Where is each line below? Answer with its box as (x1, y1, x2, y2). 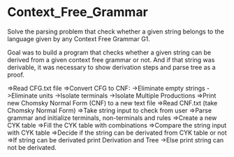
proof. (7, 70, 24, 79)
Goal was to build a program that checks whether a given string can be (7, 48, 212, 57)
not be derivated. (7, 143, 57, 151)
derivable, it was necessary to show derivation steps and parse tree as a (7, 63, 216, 71)
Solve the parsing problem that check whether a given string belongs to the (7, 27, 225, 36)
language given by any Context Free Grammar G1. (7, 34, 150, 43)
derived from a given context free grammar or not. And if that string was (7, 55, 215, 63)
